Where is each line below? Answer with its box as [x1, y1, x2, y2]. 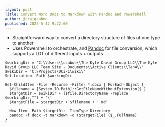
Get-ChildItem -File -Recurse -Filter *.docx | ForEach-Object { [5, 82, 144, 87]
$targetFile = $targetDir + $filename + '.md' [9, 100, 108, 105]
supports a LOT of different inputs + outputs [12, 51, 103, 57]
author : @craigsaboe [5, 16, 48, 21]
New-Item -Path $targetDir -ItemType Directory [9, 108, 111, 114]
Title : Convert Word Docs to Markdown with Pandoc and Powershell [5, 12, 146, 17]
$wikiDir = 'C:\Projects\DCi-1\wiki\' [5, 69, 86, 74]
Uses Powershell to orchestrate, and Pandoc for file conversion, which [12, 45, 157, 51]
